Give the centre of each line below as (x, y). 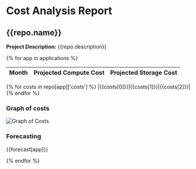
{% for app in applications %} (42, 58)
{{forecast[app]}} (27, 149)
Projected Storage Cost (144, 73)
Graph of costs (28, 108)
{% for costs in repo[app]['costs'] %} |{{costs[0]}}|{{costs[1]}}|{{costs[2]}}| (98, 87)
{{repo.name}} (34, 33)
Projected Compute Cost (69, 73)
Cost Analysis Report (59, 11)
